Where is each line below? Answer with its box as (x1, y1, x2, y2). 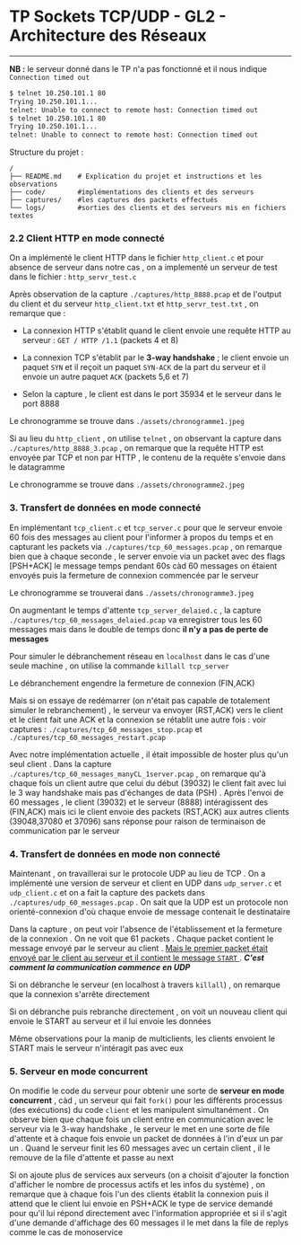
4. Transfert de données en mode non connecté (9, 847, 221, 860)
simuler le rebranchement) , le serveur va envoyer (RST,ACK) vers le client (9, 704, 284, 715)
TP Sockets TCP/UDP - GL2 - (9, 6, 227, 27)
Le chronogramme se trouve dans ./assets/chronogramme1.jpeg (9, 416, 245, 427)
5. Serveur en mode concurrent (9, 1065, 149, 1077)
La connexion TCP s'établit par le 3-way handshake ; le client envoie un (21, 352, 289, 363)
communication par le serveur (9, 825, 121, 836)
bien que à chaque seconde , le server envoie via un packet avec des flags (9, 551, 286, 561)
